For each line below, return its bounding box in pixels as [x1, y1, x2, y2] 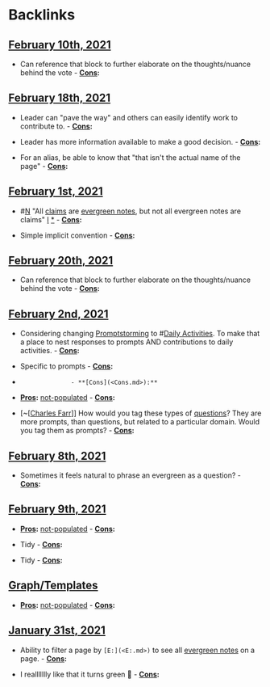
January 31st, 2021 [8, 624, 106, 638]
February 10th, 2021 [8, 38, 111, 52]
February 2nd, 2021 [8, 307, 109, 321]
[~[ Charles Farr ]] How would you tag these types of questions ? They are [19, 408, 262, 418]
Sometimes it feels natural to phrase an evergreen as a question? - [19, 470, 242, 480]
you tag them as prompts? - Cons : [19, 426, 135, 436]
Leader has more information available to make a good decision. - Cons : [19, 137, 261, 146]
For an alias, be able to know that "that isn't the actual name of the [19, 152, 241, 162]
